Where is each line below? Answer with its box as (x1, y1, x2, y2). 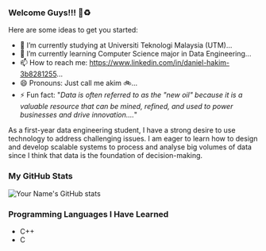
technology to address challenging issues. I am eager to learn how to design (8, 134, 258, 144)
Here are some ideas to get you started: (8, 25, 139, 35)
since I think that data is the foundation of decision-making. (8, 151, 203, 160)
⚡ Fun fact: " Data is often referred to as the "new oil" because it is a (19, 91, 243, 100)
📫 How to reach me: (19, 58, 88, 68)
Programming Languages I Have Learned (8, 208, 169, 219)
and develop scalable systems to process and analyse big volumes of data (8, 142, 253, 152)
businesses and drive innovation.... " (19, 110, 137, 120)
